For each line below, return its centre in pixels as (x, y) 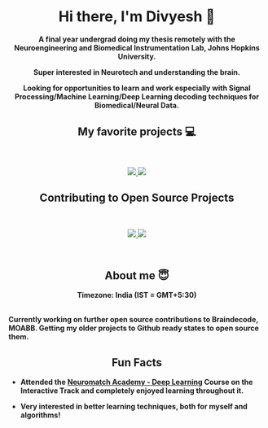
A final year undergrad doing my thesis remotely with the (137, 39)
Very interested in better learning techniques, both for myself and (134, 407)
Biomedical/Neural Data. (137, 105)
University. (137, 56)
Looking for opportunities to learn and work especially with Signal (137, 88)
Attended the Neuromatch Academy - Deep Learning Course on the (136, 382)
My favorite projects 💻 (137, 132)
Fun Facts (137, 362)
